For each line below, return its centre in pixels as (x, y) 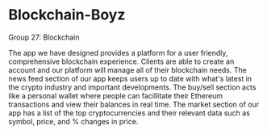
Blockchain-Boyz (67, 15)
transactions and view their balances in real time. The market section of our (134, 104)
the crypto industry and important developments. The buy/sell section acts (132, 87)
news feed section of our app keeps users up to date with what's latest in (130, 78)
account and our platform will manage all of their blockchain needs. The (128, 69)
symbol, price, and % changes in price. (73, 121)
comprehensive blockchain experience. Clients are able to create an (121, 61)
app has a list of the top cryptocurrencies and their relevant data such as (129, 113)
